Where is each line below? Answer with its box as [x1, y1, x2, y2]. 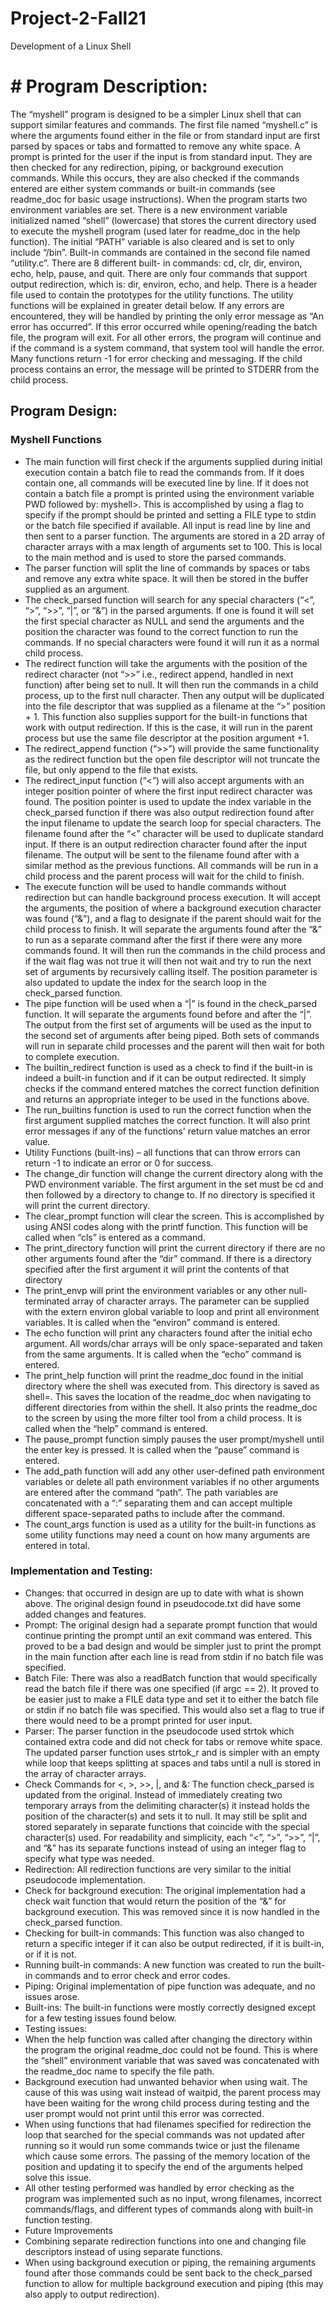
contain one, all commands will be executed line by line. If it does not [24, 477, 309, 489]
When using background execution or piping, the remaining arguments [24, 2256, 317, 2268]
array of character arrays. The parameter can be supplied [71, 1295, 310, 1307]
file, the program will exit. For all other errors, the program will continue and [10, 331, 322, 343]
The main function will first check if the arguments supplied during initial [24, 455, 323, 467]
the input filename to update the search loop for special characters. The [24, 817, 322, 829]
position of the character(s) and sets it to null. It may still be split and [24, 1810, 308, 1822]
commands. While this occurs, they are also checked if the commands [10, 172, 300, 184]
